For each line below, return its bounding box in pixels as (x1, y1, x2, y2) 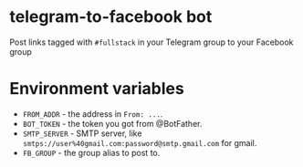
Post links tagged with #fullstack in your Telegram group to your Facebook (9, 37, 294, 47)
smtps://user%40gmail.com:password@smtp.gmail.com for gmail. (22, 137, 257, 148)
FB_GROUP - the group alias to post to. (22, 147, 161, 158)
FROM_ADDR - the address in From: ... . (22, 108, 163, 120)
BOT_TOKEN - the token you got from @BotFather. (22, 118, 203, 129)
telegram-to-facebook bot (9, 6, 213, 27)
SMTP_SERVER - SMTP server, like (22, 128, 142, 139)
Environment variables (9, 78, 184, 99)
